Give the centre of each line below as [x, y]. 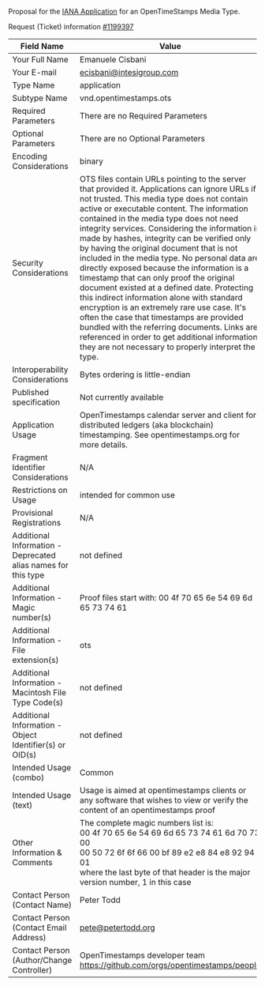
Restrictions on [40, 490]
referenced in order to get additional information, [170, 337]
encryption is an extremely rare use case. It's [163, 307]
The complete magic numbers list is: [147, 823]
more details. [104, 444]
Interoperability [40, 369]
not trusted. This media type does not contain [164, 199]
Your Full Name [40, 60]
